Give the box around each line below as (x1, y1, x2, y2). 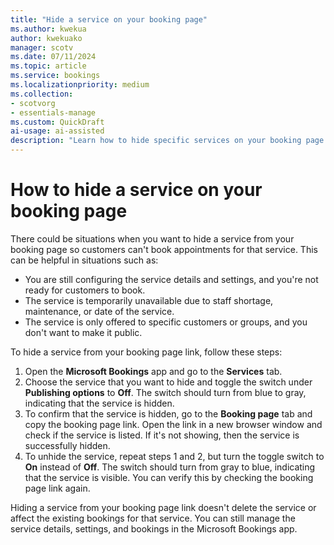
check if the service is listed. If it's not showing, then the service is (24, 429, 300, 441)
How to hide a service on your (10, 179, 263, 201)
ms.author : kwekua (10, 24, 87, 34)
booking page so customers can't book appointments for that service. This (10, 243, 318, 255)
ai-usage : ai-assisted (10, 126, 105, 136)
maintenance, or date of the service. (24, 305, 175, 317)
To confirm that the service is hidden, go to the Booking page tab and (24, 407, 313, 420)
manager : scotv (10, 42, 74, 53)
